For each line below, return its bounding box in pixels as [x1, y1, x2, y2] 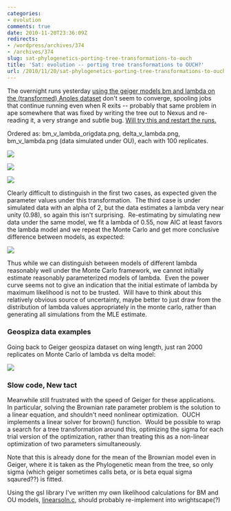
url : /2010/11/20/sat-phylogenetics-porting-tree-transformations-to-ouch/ [7, 67, 229, 74]
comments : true [7, 23, 51, 30]
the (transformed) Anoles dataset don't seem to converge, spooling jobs [7, 94, 212, 102]
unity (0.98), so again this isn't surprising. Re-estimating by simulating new [7, 211, 221, 219]
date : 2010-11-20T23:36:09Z [7, 29, 88, 36]
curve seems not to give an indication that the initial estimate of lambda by [7, 280, 218, 289]
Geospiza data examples [7, 327, 91, 337]
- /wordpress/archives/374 [7, 42, 85, 49]
